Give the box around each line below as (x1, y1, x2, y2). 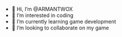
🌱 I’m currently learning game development (11, 18, 116, 25)
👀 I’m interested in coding (11, 12, 74, 19)
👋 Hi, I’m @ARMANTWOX (11, 6, 73, 12)
